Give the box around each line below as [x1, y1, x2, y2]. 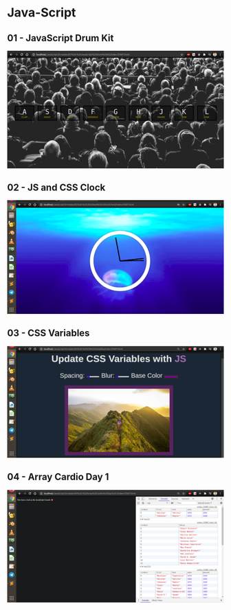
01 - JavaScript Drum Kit [7, 32, 114, 44]
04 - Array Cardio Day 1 [7, 471, 109, 483]
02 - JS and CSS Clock [7, 182, 106, 194]
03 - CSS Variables [7, 328, 90, 339]
